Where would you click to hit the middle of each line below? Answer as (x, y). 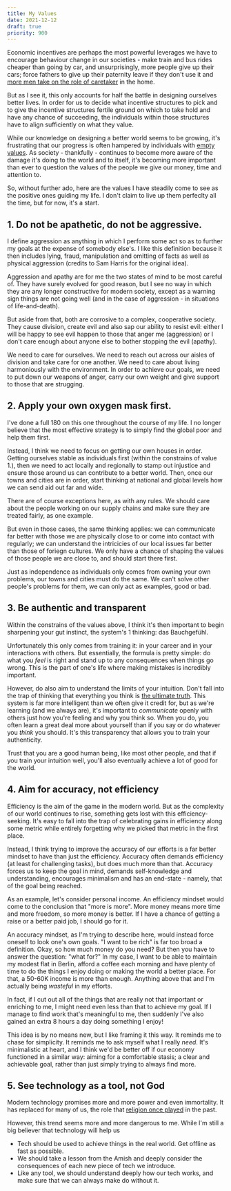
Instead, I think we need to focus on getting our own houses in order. (105, 451)
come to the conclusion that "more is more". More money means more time (114, 906)
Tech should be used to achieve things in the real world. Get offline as (116, 1144)
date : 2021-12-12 (32, 20)
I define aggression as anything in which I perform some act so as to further (115, 241)
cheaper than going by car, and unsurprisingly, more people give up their (111, 67)
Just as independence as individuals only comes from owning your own (109, 572)
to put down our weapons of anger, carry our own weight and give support (113, 377)
